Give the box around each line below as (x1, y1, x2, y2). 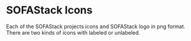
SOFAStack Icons (6, 4, 93, 17)
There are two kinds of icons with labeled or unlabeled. (6, 29, 141, 36)
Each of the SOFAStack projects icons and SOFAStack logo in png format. (6, 23, 186, 30)
